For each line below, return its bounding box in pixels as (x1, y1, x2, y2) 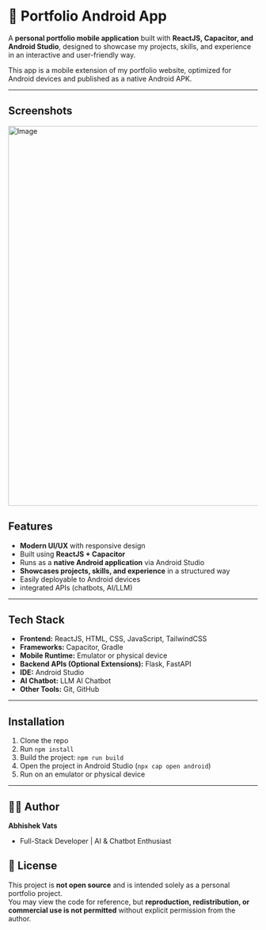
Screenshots (8, 104, 73, 118)
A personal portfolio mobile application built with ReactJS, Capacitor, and (8, 33, 253, 43)
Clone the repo (19, 736, 69, 746)
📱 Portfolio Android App (8, 7, 168, 25)
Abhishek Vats (8, 821, 58, 830)
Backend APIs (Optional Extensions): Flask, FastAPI (19, 659, 192, 669)
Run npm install (19, 744, 74, 754)
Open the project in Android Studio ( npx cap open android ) (19, 761, 211, 771)
